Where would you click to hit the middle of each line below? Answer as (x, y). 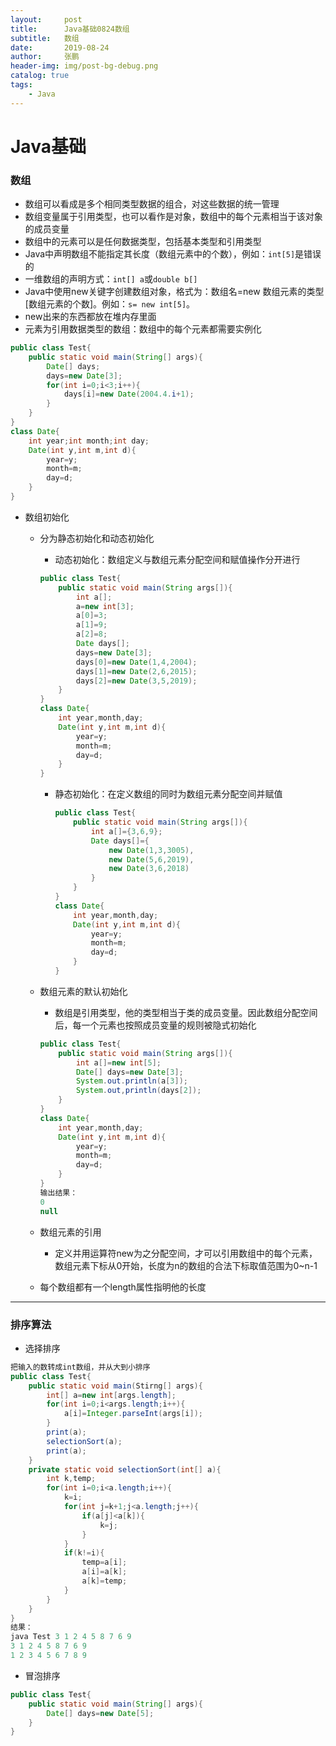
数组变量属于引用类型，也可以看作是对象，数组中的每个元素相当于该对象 (173, 217)
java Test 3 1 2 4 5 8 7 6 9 (71, 1637)
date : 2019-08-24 (60, 47)
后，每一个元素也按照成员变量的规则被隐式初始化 (155, 1025)
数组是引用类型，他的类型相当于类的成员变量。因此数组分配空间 (186, 1012)
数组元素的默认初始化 (83, 991)
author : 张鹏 (45, 57)
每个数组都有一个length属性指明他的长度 (123, 1287)
